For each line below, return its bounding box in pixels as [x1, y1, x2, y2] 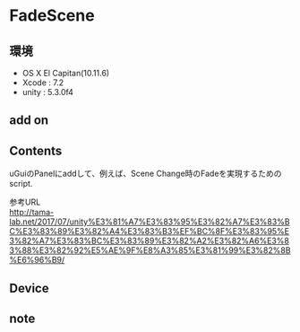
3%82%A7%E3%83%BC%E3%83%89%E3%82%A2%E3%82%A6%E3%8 [9, 235, 289, 247]
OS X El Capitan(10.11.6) [21, 68, 110, 78]
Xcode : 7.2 [21, 77, 64, 88]
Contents [9, 143, 63, 158]
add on [9, 113, 49, 128]
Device [9, 280, 49, 296]
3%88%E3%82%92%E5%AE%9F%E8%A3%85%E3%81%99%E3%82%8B [9, 245, 291, 256]
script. [9, 179, 33, 189]
